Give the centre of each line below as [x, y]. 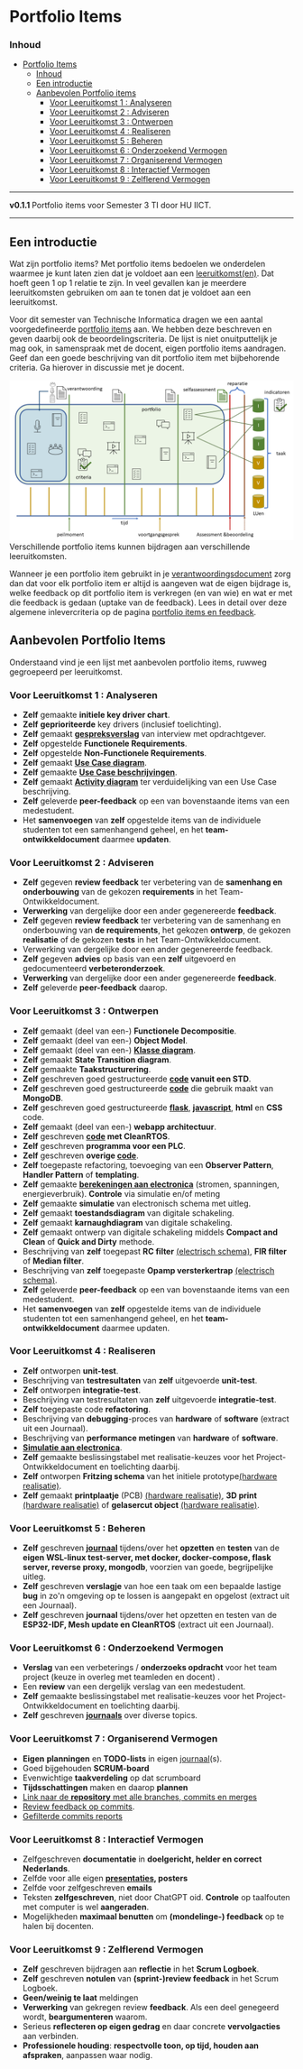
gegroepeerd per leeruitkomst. [66, 671]
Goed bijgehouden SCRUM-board [86, 1768]
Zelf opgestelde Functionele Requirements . [105, 743]
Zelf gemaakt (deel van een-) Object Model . [105, 1040]
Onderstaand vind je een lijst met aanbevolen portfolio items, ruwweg [138, 662]
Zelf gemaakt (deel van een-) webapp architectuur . [119, 1126]
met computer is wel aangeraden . [86, 1907]
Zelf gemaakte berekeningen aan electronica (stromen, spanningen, [151, 1184]
